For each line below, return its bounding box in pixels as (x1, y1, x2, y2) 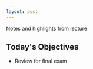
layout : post (6, 8, 38, 15)
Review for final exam (14, 57, 68, 65)
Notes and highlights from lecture (6, 25, 87, 32)
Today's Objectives (6, 42, 79, 52)
